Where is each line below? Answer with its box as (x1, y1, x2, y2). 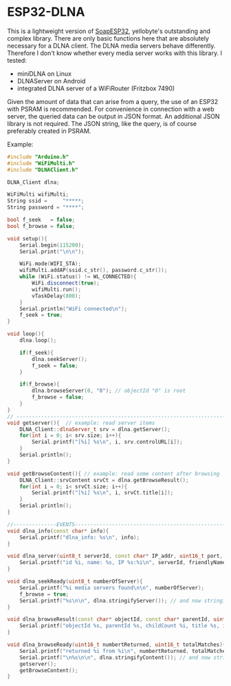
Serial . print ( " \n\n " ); (19, 248, 85, 255)
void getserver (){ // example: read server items (7, 419, 155, 426)
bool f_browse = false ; (7, 222, 76, 229)
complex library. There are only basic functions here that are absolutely (7, 34, 210, 42)
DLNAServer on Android (16, 76, 86, 85)
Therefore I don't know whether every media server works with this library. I (7, 49, 222, 57)
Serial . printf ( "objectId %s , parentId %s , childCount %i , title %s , (19, 623, 220, 630)
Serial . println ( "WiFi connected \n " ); (19, 305, 128, 312)
